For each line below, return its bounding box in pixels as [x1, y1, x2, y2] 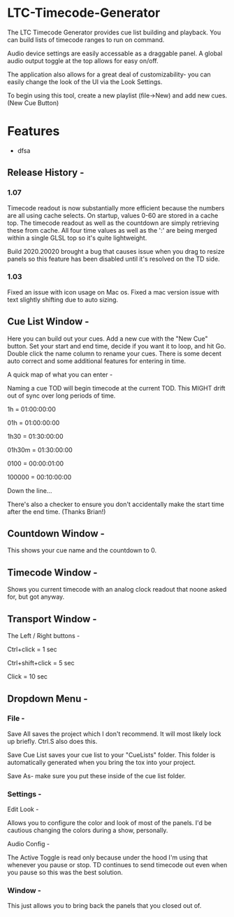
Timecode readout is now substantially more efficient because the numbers [7, 203, 225, 212]
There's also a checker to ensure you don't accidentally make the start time [7, 500, 225, 508]
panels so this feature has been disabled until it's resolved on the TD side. [7, 254, 220, 263]
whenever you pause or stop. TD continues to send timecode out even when [7, 861, 228, 869]
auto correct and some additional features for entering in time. [7, 356, 187, 365]
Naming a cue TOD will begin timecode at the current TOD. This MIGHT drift [7, 383, 226, 392]
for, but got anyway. [7, 592, 65, 601]
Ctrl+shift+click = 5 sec [7, 659, 75, 667]
